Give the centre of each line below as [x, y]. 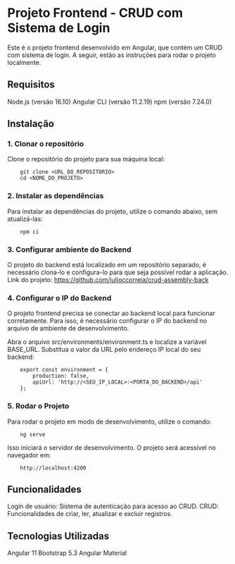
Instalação [31, 124]
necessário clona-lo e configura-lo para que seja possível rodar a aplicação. [118, 272]
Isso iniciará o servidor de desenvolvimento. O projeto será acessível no [112, 447]
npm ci [30, 232]
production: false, [61, 376]
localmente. [24, 62]
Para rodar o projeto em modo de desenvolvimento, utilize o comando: [109, 422]
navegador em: [29, 455]
